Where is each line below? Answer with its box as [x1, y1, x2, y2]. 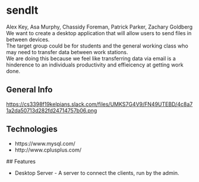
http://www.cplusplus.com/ [14, 146, 82, 153]
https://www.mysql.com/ [14, 140, 75, 147]
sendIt [6, 4, 39, 17]
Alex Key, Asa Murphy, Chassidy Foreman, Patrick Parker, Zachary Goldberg [6, 23, 193, 30]
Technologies [6, 124, 58, 134]
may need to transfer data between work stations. [6, 48, 128, 55]
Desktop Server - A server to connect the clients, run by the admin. [14, 169, 179, 176]
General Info [6, 84, 53, 95]
